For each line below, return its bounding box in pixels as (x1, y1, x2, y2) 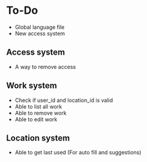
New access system (14, 29, 65, 37)
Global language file (14, 23, 65, 31)
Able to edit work (14, 115, 58, 123)
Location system (6, 133, 70, 143)
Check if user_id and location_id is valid (14, 97, 113, 104)
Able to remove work (14, 109, 67, 116)
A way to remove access (14, 63, 76, 70)
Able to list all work (14, 103, 62, 110)
